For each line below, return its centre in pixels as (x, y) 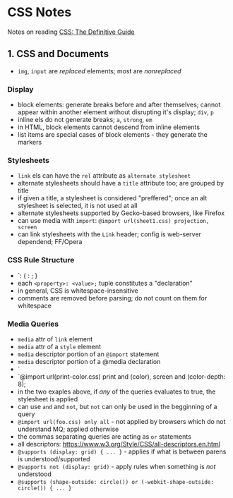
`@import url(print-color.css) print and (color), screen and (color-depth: (121, 376)
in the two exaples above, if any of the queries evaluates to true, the (116, 391)
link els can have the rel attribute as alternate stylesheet (104, 176)
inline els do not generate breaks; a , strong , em (85, 120)
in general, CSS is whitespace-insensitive (78, 291)
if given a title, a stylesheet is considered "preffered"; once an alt (112, 198)
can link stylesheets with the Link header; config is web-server (109, 234)
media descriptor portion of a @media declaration (89, 361)
